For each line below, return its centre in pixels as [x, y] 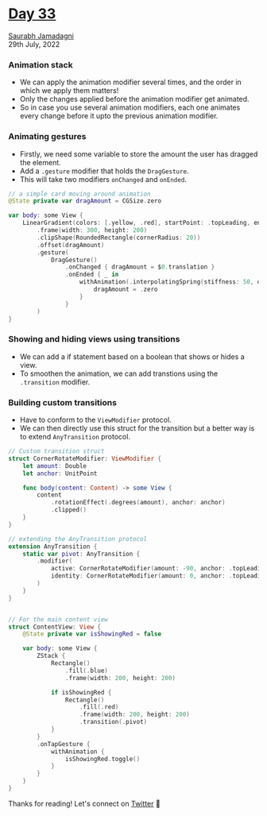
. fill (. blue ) [87, 671]
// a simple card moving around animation [79, 194]
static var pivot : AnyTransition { [81, 554]
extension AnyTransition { [53, 546]
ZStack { [51, 656]
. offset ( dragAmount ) [71, 245]
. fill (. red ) [99, 707]
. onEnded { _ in [92, 275]
